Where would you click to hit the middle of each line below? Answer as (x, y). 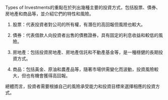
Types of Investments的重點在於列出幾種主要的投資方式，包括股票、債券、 (83, 7)
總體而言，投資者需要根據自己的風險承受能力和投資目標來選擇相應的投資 (80, 86)
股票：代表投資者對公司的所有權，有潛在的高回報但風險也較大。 (79, 24)
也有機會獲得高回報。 (48, 76)
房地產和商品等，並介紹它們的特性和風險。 (49, 14)
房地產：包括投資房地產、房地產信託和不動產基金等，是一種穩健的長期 (86, 52)
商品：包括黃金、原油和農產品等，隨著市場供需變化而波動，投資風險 (83, 69)
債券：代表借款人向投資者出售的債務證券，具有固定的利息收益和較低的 (86, 35)
